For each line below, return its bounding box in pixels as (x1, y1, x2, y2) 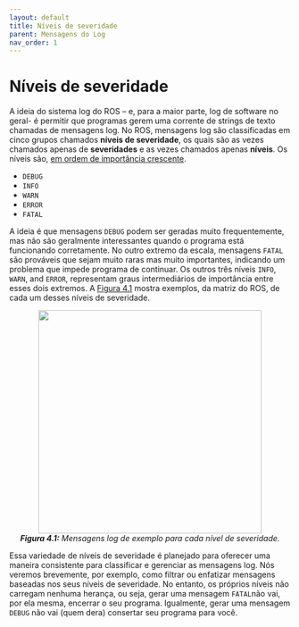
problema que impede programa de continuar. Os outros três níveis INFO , (9, 264, 277, 275)
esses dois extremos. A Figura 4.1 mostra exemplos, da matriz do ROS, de (9, 283, 280, 294)
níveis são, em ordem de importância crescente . (9, 154, 187, 164)
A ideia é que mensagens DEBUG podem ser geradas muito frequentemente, (9, 226, 285, 237)
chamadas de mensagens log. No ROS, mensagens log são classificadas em (9, 125, 291, 136)
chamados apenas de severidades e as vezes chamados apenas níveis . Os (9, 144, 288, 155)
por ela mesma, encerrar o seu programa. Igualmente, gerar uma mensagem (9, 598, 291, 608)
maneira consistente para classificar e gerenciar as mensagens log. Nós (9, 560, 275, 571)
